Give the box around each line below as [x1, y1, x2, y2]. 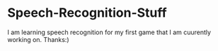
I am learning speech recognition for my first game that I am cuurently [7, 28, 211, 36]
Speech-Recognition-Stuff [7, 5, 168, 21]
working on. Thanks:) [7, 35, 69, 43]
